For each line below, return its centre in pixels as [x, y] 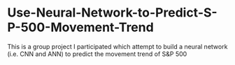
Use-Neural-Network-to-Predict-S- [113, 13]
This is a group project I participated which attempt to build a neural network [117, 46]
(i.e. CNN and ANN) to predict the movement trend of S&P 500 [97, 54]
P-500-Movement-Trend [80, 27]
